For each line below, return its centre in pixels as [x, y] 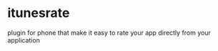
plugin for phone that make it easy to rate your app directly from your [109, 33]
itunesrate [39, 13]
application [24, 40]
